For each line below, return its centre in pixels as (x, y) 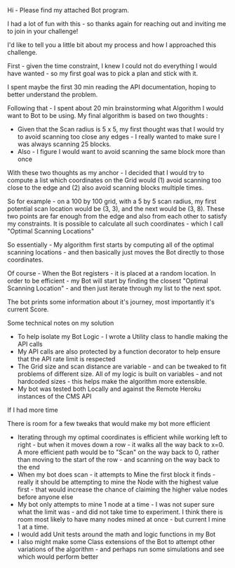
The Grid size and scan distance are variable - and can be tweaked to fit (122, 366)
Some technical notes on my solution (61, 323)
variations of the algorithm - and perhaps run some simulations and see (121, 549)
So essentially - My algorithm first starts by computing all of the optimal (110, 245)
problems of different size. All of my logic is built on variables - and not (120, 374)
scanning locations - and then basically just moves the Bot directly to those (116, 252)
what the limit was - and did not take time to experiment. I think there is (120, 512)
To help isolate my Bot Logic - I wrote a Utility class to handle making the (122, 336)
